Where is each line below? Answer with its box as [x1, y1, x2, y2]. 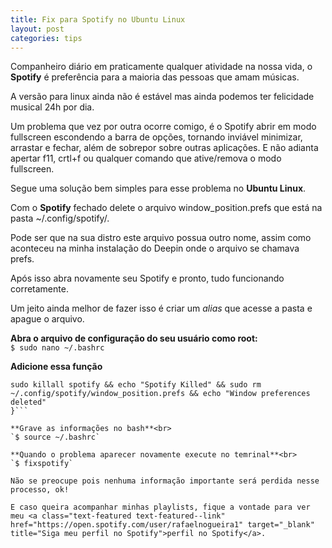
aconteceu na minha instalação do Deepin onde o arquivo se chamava [10, 242, 300, 255]
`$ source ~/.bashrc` [10, 432, 101, 443]
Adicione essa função [10, 361, 103, 373]
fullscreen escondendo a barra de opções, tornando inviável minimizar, [10, 131, 303, 143]
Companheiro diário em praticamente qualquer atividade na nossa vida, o [10, 61, 313, 73]
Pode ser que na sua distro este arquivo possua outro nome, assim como [10, 232, 312, 244]
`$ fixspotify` [10, 459, 74, 469]
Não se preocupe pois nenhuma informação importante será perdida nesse [10, 476, 320, 486]
